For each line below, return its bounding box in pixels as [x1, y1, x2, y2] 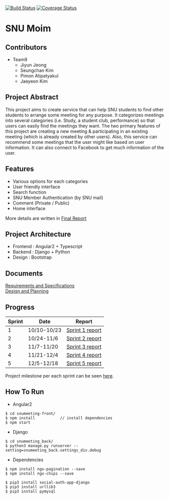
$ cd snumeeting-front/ [5, 411, 56, 416]
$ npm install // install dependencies [5, 415, 113, 420]
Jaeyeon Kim [20, 78, 48, 84]
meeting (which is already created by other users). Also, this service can [5, 133, 158, 140]
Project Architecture [5, 230, 71, 239]
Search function [12, 189, 47, 195]
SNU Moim [5, 23, 51, 34]
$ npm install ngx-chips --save [5, 471, 74, 476]
